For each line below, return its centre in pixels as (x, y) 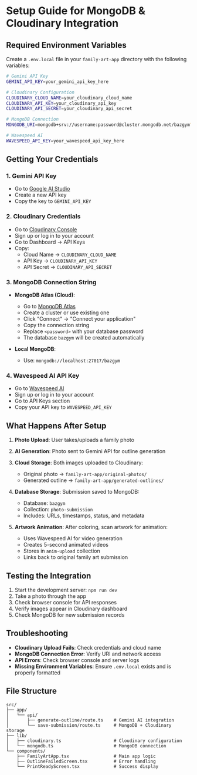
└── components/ (26, 751)
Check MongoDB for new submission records (69, 615)
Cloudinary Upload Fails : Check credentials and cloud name (88, 647)
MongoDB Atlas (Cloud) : (45, 295)
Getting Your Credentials (52, 159)
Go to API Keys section (42, 401)
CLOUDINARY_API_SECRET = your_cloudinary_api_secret (69, 109)
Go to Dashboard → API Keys (50, 242)
